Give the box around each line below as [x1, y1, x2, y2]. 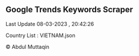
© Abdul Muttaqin [5, 43, 50, 50]
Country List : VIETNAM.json [5, 32, 75, 39]
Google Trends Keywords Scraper [5, 5, 133, 15]
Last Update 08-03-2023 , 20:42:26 [5, 20, 94, 27]
